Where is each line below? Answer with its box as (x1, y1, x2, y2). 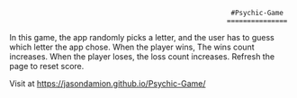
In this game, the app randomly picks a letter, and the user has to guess (9, 32, 274, 42)
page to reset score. (9, 61, 85, 71)
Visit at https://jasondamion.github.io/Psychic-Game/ (9, 78, 206, 89)
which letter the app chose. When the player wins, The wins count (9, 41, 255, 52)
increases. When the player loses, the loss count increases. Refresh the (9, 51, 275, 62)
